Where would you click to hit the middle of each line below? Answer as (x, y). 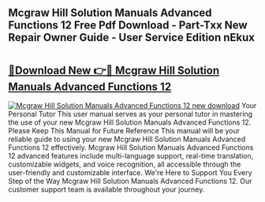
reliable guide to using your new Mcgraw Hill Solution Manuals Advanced (127, 139)
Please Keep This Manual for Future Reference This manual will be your (124, 131)
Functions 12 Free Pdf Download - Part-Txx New (128, 26)
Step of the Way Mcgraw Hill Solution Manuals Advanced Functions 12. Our (130, 181)
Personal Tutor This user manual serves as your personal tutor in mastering (131, 114)
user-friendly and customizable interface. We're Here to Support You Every (130, 172)
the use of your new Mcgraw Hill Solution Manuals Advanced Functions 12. (130, 122)
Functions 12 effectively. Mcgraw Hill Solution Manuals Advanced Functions (131, 148)
